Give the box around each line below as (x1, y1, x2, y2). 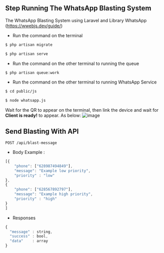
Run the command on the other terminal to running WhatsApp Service (12, 79, 157, 85)
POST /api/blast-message (5, 140, 57, 145)
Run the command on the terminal (12, 32, 83, 38)
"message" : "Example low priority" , (14, 168, 91, 173)
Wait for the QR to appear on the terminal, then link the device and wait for (5, 107, 159, 113)
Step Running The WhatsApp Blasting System (5, 4, 151, 13)
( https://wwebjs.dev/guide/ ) (5, 23, 63, 29)
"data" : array (10, 238, 49, 243)
